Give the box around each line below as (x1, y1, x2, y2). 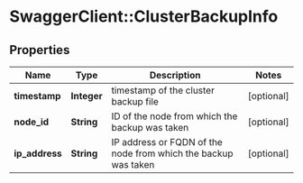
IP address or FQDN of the (111, 136, 223, 148)
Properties (9, 42, 70, 58)
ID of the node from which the (111, 110, 238, 123)
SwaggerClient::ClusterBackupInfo (9, 6, 279, 27)
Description (149, 69, 201, 81)
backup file (111, 96, 160, 107)
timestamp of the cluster (111, 84, 215, 96)
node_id (14, 115, 50, 128)
